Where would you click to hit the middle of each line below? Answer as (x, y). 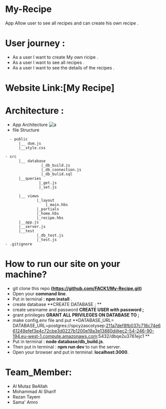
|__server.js (32, 226)
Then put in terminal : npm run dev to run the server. (66, 346)
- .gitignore (19, 244)
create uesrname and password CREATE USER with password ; (78, 309)
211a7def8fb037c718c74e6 (133, 325)
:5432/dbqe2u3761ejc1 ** (123, 336)
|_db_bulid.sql (56, 174)
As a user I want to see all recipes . (48, 62)
